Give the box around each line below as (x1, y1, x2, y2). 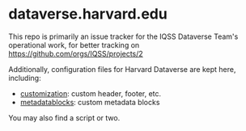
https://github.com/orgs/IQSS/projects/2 (8, 49, 143, 58)
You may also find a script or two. (8, 112, 121, 122)
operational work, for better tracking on (8, 40, 140, 49)
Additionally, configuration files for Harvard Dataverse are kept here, (8, 64, 236, 74)
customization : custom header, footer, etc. (19, 88, 162, 98)
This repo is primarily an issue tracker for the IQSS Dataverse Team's (8, 32, 239, 41)
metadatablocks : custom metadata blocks (19, 97, 160, 107)
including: (8, 73, 42, 82)
